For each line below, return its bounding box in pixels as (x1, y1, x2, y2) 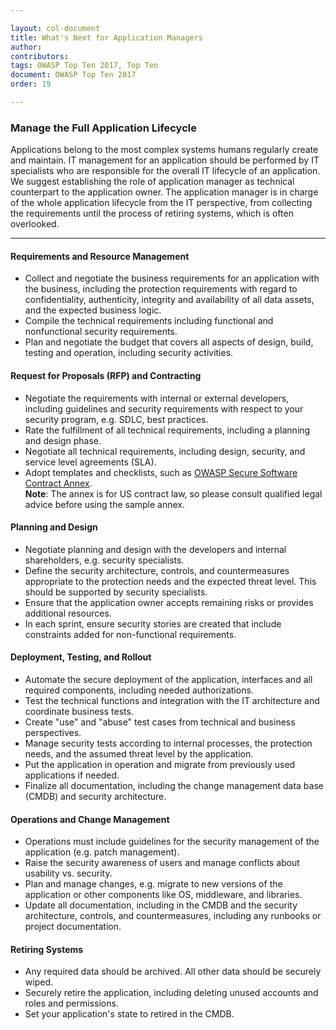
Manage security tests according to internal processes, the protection (24, 737, 313, 749)
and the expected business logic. (24, 304, 162, 316)
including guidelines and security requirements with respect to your (24, 402, 304, 415)
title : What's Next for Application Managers (10, 32, 203, 43)
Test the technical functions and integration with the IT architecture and (24, 694, 320, 706)
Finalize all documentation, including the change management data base (24, 779, 324, 791)
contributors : (10, 51, 70, 61)
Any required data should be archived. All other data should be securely (24, 966, 322, 978)
